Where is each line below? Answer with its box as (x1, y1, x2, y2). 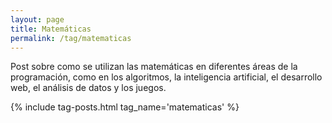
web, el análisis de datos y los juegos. (10, 82, 167, 94)
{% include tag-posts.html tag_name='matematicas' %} (10, 101, 240, 113)
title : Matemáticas (10, 24, 92, 34)
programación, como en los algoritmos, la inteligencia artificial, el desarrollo (10, 71, 323, 83)
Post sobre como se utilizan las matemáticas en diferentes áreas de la (10, 61, 298, 73)
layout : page (10, 14, 65, 25)
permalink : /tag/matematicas (10, 33, 132, 43)
